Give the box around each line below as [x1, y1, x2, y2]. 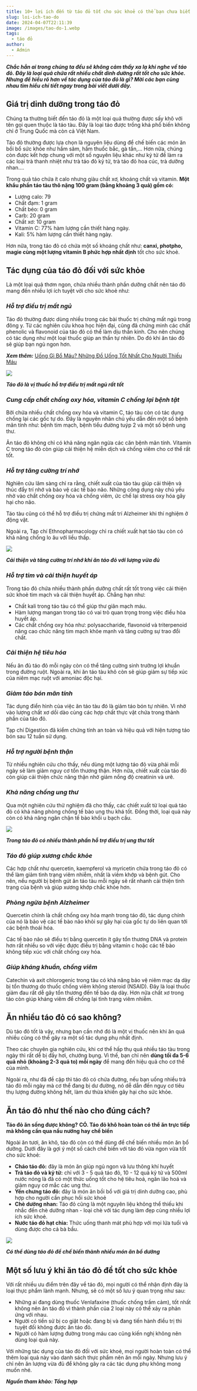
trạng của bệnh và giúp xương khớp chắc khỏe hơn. [6, 883, 131, 891]
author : [6, 42, 25, 48]
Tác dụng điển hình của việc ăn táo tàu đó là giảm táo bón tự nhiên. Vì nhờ [6, 703, 186, 710]
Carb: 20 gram [14, 212, 51, 219]
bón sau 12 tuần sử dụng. [6, 733, 68, 740]
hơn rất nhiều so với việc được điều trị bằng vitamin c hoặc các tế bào [6, 942, 175, 949]
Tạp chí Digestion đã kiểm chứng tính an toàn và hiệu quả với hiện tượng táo [6, 726, 190, 734]
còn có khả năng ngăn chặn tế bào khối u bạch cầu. [6, 814, 132, 821]
